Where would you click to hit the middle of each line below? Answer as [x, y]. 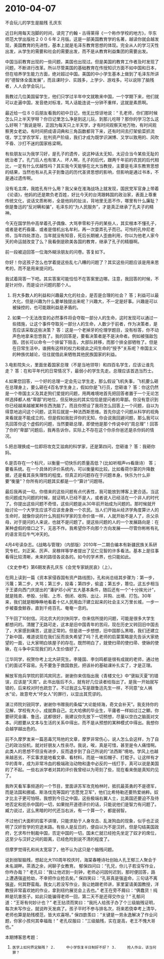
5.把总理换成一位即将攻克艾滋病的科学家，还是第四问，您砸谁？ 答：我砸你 [80, 446]
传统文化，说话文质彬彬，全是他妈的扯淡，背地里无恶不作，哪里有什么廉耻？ [82, 200]
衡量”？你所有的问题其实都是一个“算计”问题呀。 [59, 481]
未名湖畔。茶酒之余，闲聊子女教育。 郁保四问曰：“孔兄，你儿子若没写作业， [82, 866]
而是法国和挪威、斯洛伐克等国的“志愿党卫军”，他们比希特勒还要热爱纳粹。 [80, 792]
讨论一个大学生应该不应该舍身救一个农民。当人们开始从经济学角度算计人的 [84, 510]
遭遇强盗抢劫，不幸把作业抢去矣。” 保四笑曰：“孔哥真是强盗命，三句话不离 [83, 878]
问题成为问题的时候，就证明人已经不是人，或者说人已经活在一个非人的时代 [84, 498]
